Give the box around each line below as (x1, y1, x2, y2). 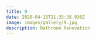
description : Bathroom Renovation (6, 25, 91, 31)
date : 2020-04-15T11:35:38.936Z (6, 14, 85, 20)
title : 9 (6, 8, 28, 15)
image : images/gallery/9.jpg (6, 19, 77, 25)
